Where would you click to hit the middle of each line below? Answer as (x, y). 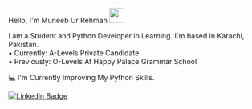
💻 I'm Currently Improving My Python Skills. (81, 77)
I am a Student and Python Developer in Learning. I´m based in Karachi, (126, 36)
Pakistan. (24, 44)
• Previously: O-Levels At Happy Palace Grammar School (103, 61)
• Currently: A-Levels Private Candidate (74, 53)
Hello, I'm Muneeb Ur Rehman (58, 20)
